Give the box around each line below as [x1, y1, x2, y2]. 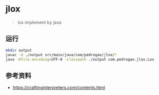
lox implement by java [17, 19, 61, 25]
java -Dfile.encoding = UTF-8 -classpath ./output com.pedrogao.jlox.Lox [5, 57, 154, 62]
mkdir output [5, 47, 32, 53]
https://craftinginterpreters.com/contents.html [12, 85, 105, 91]
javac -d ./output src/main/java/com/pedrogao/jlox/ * [5, 52, 118, 57]
